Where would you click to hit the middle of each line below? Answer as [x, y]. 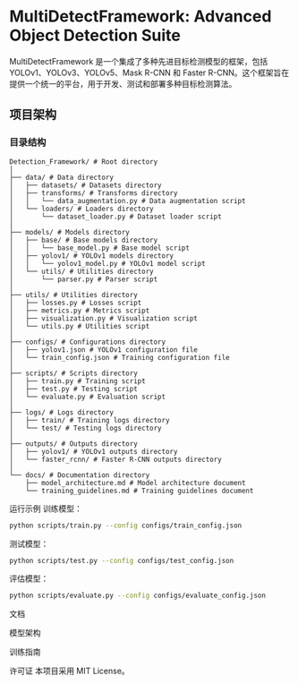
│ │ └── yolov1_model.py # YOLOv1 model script [107, 263]
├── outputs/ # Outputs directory [74, 444]
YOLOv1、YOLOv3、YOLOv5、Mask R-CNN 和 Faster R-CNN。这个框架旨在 [149, 73]
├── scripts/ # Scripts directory [74, 373]
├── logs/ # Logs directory [62, 412]
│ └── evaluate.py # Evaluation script [88, 397]
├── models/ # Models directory [69, 232]
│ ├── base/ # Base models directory [84, 240]
